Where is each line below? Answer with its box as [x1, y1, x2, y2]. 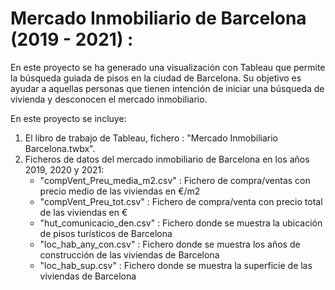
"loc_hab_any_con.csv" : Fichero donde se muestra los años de [39, 238, 301, 250]
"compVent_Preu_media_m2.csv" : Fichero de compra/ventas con [39, 174, 311, 186]
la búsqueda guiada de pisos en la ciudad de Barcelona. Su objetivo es [10, 72, 302, 84]
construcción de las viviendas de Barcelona [39, 248, 220, 261]
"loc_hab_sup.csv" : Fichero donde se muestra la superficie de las [39, 259, 313, 271]
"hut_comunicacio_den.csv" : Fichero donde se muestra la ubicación [39, 217, 323, 229]
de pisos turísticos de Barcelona [39, 227, 173, 239]
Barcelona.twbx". [24, 142, 96, 154]
